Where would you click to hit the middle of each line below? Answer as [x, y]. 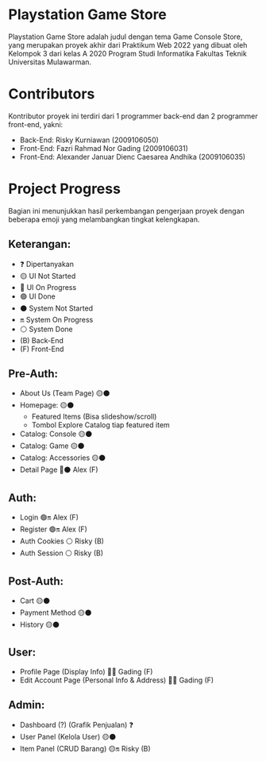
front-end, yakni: [36, 124]
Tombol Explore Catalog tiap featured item [101, 425]
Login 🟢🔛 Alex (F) [49, 517]
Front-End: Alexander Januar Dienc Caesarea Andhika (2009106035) [133, 156]
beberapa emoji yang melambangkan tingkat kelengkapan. [104, 219]
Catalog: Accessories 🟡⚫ [63, 458]
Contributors [52, 94]
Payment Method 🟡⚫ [56, 612]
